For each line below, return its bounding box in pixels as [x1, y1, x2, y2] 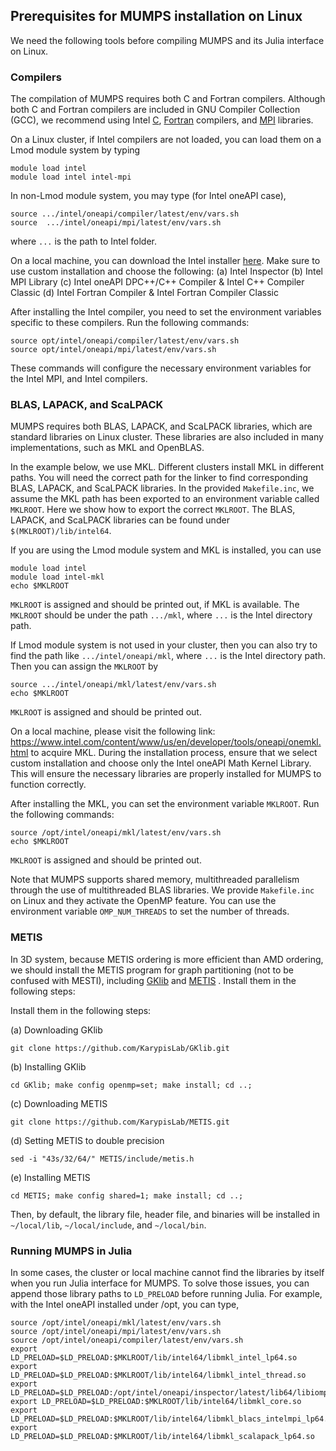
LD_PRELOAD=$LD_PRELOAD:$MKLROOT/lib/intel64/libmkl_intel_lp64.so [10, 1353, 298, 1363]
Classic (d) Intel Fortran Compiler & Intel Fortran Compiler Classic [10, 287, 279, 299]
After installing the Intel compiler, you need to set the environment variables [10, 306, 322, 318]
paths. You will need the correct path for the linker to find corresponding [10, 472, 309, 484]
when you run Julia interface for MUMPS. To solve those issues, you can [10, 1277, 310, 1289]
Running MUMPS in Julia [10, 1244, 133, 1258]
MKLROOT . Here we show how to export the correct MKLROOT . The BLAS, [10, 504, 296, 516]
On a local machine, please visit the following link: [10, 725, 216, 738]
